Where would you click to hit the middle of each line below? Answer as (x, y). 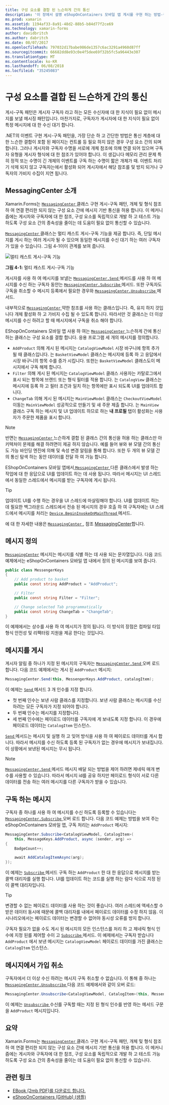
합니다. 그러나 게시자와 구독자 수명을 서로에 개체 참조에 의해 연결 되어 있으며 (80, 148)
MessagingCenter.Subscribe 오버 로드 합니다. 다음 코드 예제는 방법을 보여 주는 (82, 818)
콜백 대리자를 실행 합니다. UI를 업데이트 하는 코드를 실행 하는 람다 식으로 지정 (80, 879)
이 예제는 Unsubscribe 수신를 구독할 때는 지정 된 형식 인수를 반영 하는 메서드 (80, 1004)
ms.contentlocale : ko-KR (31, 61)
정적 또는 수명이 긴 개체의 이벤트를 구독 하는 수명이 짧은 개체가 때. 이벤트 (81, 160)
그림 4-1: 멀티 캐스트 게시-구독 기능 (40, 267)
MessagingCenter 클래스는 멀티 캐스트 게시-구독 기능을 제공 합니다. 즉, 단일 (79, 233)
